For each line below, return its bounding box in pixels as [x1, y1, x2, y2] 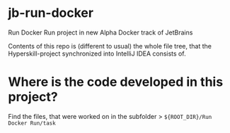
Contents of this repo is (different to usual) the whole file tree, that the [8, 42, 212, 50]
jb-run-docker [8, 5, 94, 21]
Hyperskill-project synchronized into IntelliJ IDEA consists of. [8, 49, 186, 58]
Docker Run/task [8, 120, 56, 127]
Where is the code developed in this [8, 74, 224, 90]
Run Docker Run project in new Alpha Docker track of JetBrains [8, 28, 193, 37]
